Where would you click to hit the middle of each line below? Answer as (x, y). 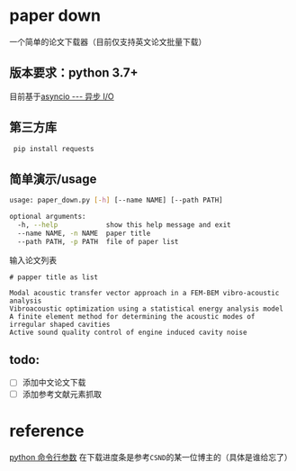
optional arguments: (48, 217)
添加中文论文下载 (54, 383)
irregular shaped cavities (60, 324)
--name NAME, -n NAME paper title (84, 233)
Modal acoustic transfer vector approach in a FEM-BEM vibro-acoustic (144, 293)
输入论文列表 (33, 260)
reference (47, 431)
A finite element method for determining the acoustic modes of (132, 316)
